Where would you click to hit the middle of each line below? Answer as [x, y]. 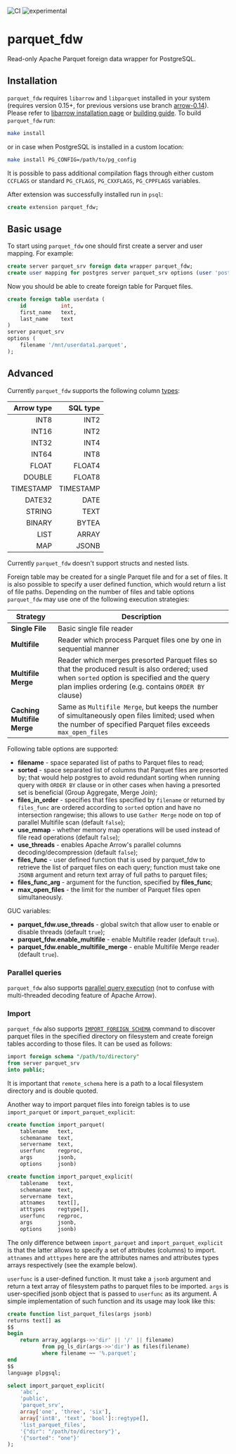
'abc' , [29, 1392]
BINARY [39, 522]
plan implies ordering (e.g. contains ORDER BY [131, 687]
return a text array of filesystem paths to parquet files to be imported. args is [118, 1286]
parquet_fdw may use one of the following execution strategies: [98, 599]
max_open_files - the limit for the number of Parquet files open [109, 889]
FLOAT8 [87, 477]
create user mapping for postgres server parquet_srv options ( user [110, 273]
